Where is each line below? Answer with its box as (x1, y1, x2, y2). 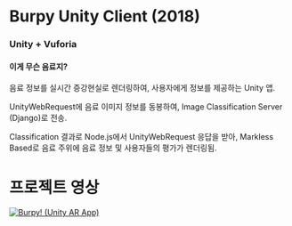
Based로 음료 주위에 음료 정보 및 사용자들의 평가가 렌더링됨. (9, 142, 217, 153)
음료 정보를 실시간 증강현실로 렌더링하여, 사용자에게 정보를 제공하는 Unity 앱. (9, 83, 276, 93)
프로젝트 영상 (9, 177, 100, 198)
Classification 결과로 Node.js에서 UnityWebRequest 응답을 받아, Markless (9, 132, 274, 142)
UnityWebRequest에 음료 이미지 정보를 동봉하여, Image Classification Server (9, 101, 283, 112)
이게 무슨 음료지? (9, 61, 69, 72)
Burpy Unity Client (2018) (9, 6, 200, 27)
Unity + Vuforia (9, 38, 77, 51)
